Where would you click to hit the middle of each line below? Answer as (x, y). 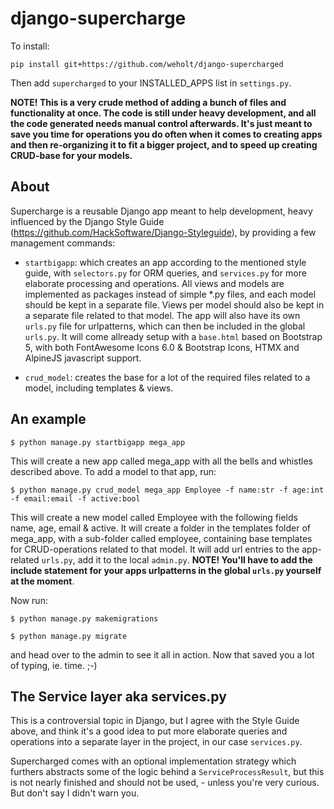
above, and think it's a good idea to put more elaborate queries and (149, 731)
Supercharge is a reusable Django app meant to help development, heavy (161, 211)
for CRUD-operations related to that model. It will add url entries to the (155, 549)
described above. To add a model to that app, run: (113, 471)
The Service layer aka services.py (118, 696)
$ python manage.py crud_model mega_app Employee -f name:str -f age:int (167, 490)
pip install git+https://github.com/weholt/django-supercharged (147, 64)
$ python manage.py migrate (69, 636)
